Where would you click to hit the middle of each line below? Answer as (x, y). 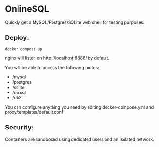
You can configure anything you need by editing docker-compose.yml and (79, 107)
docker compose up (24, 49)
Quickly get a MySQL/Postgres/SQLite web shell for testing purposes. (75, 22)
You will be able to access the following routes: (52, 67)
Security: (19, 128)
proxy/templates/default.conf (34, 112)
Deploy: (17, 38)
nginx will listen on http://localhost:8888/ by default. (57, 58)
